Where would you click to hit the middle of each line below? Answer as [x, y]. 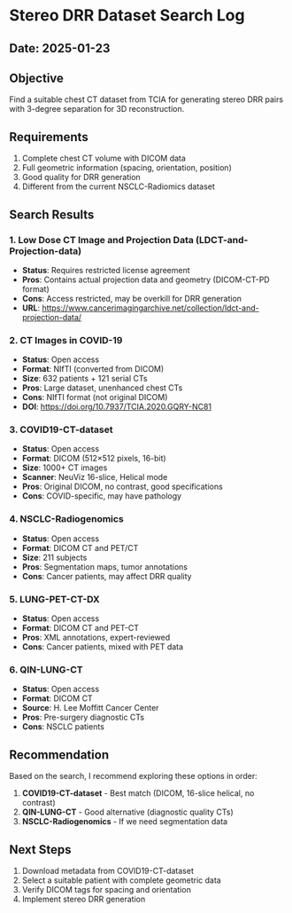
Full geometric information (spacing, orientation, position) [127, 168]
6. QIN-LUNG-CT [46, 669]
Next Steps [40, 850]
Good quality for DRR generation [81, 177]
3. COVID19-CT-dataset [61, 429]
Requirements [49, 137]
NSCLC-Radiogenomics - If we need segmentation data [125, 822]
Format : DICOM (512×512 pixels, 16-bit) [94, 459]
